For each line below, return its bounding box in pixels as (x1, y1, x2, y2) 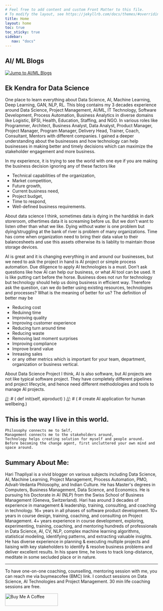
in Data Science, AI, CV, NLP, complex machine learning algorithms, (5, 528, 140, 534)
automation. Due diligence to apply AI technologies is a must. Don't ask (5, 264, 147, 270)
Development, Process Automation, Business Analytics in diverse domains (5, 113, 154, 118)
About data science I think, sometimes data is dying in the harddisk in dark (5, 213, 154, 219)
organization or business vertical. (12, 362, 79, 367)
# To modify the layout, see (5, 12, 64, 17)
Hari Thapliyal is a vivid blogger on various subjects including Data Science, (5, 471, 157, 477)
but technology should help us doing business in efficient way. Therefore (5, 280, 151, 286)
